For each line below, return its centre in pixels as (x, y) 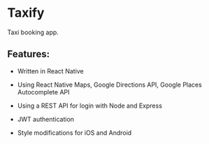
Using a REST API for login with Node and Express (90, 106)
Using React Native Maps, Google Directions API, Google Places (110, 85)
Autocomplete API (43, 92)
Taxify (26, 13)
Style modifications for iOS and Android (74, 132)
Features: (29, 54)
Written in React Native (50, 71)
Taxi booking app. (33, 32)
